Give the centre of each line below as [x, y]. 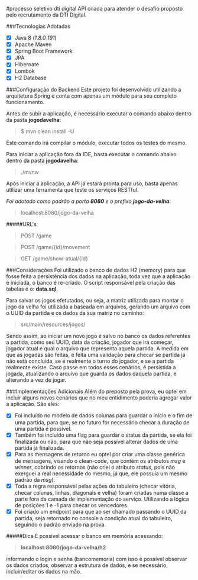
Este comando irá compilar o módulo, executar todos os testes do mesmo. [97, 143]
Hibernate [27, 65]
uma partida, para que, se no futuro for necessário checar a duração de [102, 422]
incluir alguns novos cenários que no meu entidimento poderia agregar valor [99, 398]
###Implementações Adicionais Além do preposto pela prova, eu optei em [97, 391]
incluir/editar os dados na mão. [44, 571]
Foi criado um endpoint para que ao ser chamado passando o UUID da [100, 511]
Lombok [25, 71]
